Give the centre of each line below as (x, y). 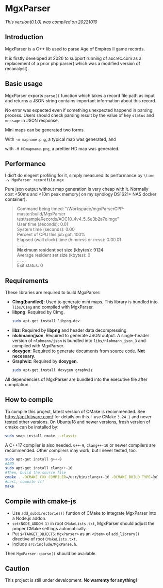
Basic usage (24, 84)
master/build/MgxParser (41, 214)
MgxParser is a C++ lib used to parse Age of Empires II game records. (75, 49)
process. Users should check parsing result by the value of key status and (80, 115)
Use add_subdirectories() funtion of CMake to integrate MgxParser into (84, 513)
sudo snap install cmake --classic (41, 436)
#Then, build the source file (36, 473)
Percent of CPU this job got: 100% (51, 235)
